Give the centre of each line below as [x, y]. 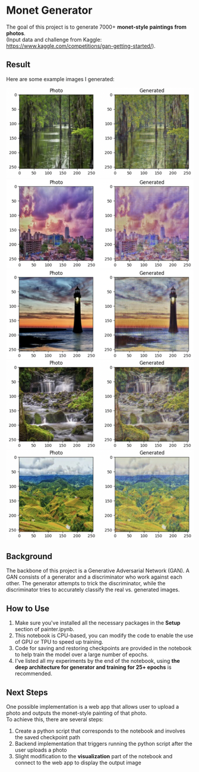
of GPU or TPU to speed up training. [59, 642]
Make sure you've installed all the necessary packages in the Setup [97, 623]
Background [29, 556]
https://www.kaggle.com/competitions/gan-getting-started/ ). [81, 46]
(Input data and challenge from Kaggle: [54, 39]
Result [18, 65]
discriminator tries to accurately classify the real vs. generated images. [93, 590]
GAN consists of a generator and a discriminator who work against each [94, 577]
